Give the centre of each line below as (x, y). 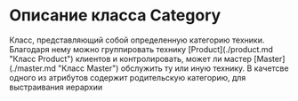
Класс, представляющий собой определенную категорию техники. (137, 40)
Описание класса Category (115, 16)
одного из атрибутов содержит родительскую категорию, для (128, 77)
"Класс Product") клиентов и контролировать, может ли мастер (130, 58)
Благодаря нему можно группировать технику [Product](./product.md (141, 49)
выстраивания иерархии (56, 87)
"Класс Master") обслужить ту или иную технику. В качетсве (173, 68)
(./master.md (32, 68)
